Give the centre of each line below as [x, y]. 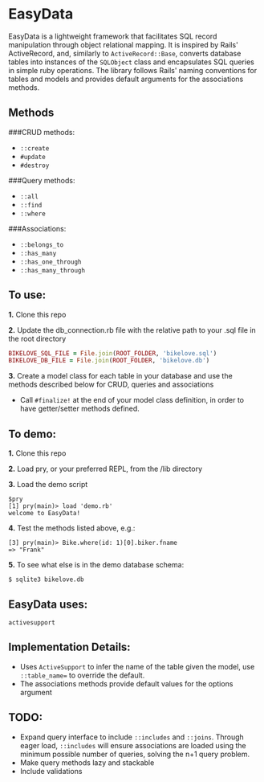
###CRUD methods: [41, 132]
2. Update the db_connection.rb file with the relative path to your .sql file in [132, 330]
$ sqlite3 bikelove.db [46, 579]
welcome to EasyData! [45, 514]
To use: [27, 295]
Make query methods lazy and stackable [87, 762]
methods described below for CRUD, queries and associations [111, 385]
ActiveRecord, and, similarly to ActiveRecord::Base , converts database [125, 53]
